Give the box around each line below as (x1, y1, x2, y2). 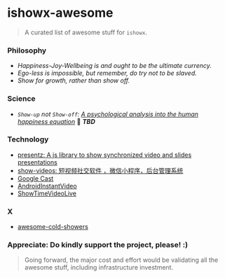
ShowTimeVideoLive (17, 189, 77, 197)
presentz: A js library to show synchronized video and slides (17, 151, 192, 159)
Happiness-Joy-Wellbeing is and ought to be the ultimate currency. (17, 62, 212, 70)
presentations (17, 158, 57, 166)
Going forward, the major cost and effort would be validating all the (24, 256, 219, 264)
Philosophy (7, 46, 47, 55)
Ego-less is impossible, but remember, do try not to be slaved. (17, 69, 198, 78)
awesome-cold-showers (17, 223, 89, 231)
